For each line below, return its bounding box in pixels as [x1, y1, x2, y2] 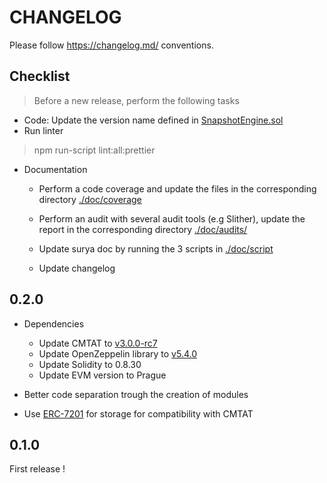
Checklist [9, 68, 71, 85]
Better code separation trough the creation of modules [23, 388, 249, 400]
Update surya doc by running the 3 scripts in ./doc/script [38, 242, 274, 255]
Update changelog [38, 262, 116, 274]
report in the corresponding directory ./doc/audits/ [38, 223, 248, 235]
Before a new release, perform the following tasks [33, 94, 240, 106]
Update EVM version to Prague [38, 369, 167, 381]
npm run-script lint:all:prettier [33, 144, 156, 156]
